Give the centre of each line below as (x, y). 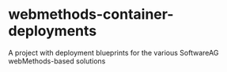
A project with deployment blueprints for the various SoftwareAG (114, 52)
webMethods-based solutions (57, 61)
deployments (53, 31)
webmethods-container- (91, 14)
